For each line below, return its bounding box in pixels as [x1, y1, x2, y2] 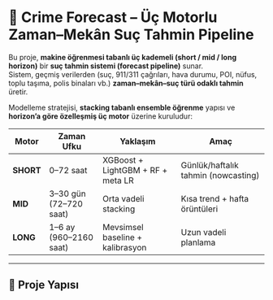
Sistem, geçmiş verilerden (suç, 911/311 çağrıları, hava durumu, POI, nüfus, [8, 69, 258, 79]
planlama [180, 237, 216, 248]
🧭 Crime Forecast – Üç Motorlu [8, 8, 218, 27]
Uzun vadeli [180, 226, 227, 237]
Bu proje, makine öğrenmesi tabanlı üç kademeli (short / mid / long [8, 52, 237, 62]
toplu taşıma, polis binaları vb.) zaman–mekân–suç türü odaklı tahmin [8, 78, 244, 88]
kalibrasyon [102, 241, 147, 253]
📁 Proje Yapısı [8, 278, 80, 292]
